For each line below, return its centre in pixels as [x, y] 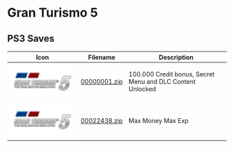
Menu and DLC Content [162, 82]
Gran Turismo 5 [53, 13]
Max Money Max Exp [159, 120]
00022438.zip [102, 120]
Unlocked [142, 89]
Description [176, 57]
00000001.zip [102, 82]
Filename [102, 57]
